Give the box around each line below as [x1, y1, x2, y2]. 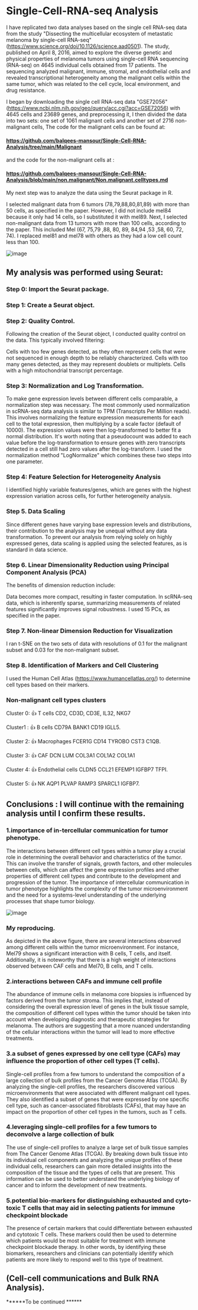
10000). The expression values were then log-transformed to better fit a [6, 426, 181, 434]
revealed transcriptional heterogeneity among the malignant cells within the [6, 74, 190, 81]
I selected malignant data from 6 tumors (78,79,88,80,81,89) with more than [6, 201, 190, 208]
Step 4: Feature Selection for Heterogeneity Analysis [6, 473, 161, 481]
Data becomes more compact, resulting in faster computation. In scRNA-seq [6, 593, 193, 601]
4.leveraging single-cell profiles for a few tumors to [6, 1123, 157, 1131]
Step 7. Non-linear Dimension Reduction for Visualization [6, 627, 173, 635]
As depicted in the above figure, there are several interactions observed [6, 937, 181, 944]
